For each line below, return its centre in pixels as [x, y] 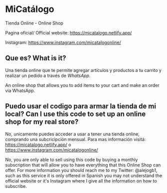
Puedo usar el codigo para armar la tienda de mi [81, 106]
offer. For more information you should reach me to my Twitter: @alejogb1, [81, 170]
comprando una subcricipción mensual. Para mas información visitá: [76, 139]
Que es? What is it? [36, 58]
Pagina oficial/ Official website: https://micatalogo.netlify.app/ [69, 32]
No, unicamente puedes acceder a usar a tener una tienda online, [72, 134]
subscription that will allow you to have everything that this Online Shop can [83, 165]
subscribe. [16, 186]
